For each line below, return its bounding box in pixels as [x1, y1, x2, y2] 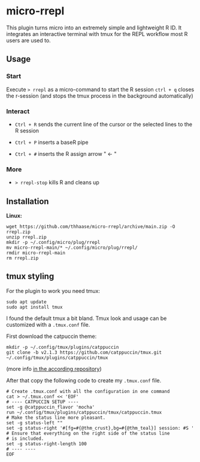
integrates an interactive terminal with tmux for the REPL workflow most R [6, 30, 188, 37]
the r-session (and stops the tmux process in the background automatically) [6, 92, 193, 99]
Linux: [6, 212, 22, 219]
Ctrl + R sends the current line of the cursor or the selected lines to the [14, 120, 193, 128]
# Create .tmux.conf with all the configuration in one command [6, 388, 170, 394]
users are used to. [6, 37, 51, 44]
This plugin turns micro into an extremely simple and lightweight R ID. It [6, 24, 182, 31]
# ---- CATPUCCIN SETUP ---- [6, 398, 79, 405]
